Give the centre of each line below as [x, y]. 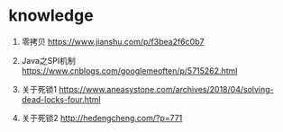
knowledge [51, 16]
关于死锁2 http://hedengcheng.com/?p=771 [102, 118]
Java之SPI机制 [48, 60]
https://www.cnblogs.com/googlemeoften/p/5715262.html [129, 70]
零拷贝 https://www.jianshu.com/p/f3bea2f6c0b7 [113, 41]
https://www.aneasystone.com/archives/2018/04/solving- [166, 89]
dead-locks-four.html [61, 99]
